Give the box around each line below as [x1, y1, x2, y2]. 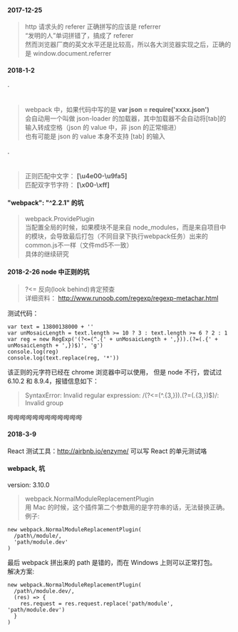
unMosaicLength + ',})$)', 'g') [7, 342, 103, 349]
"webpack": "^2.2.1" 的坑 [7, 198, 84, 207]
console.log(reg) [7, 348, 59, 355]
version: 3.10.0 [7, 481, 50, 489]
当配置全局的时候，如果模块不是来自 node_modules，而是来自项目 [24, 223, 220, 232]
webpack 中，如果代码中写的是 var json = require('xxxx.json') [24, 106, 209, 113]
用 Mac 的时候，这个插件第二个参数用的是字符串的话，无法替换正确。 [24, 503, 229, 511]
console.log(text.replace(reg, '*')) [7, 354, 120, 362]
